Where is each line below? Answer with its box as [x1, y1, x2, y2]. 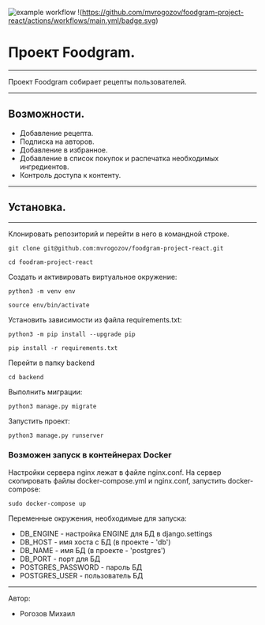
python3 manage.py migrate [8, 402, 97, 410]
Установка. [8, 201, 66, 214]
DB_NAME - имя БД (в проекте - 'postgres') [19, 545, 166, 555]
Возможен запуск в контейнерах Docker [8, 450, 172, 461]
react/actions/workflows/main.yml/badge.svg [8, 16, 156, 25]
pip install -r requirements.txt [8, 344, 118, 352]
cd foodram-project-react [8, 258, 93, 266]
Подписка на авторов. [19, 137, 95, 146]
